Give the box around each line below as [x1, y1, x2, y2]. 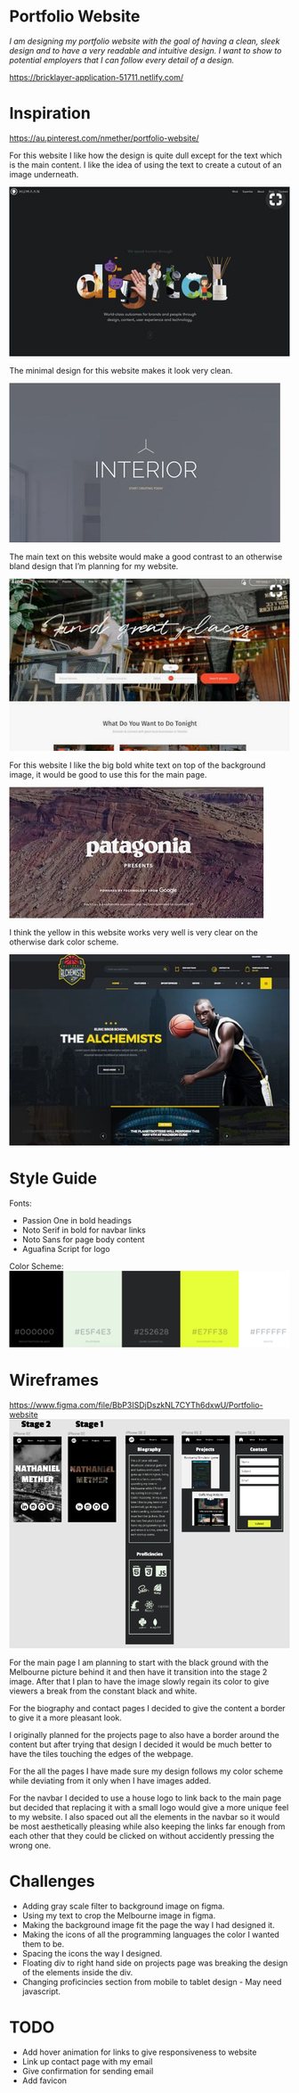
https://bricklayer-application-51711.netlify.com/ [9, 71, 184, 82]
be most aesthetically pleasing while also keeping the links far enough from [9, 1821, 286, 1832]
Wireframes [9, 1371, 100, 1390]
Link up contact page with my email [21, 2056, 153, 2066]
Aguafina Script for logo [21, 1243, 110, 1254]
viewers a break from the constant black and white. [9, 1685, 198, 1696]
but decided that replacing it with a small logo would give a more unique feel [9, 1802, 289, 1812]
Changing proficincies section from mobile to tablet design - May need [21, 1976, 282, 1987]
